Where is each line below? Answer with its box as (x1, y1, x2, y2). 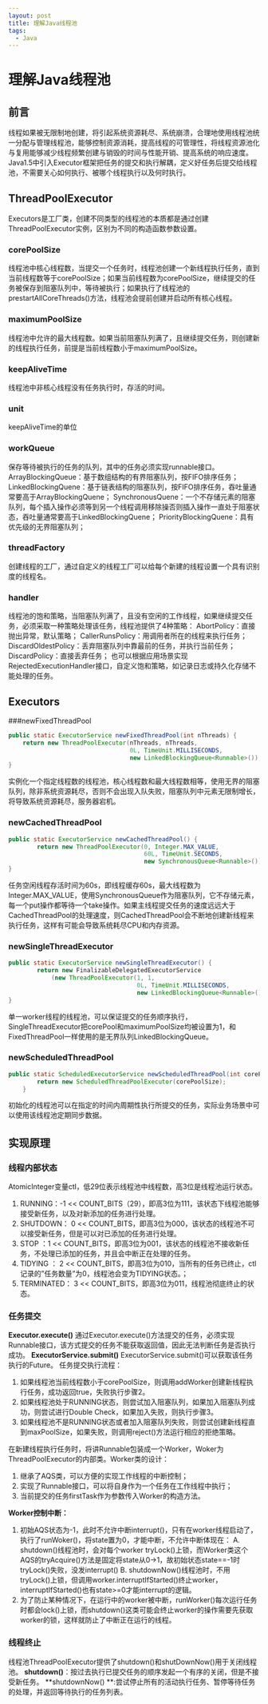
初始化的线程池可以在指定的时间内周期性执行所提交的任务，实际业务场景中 (8, 1100, 253, 1110)
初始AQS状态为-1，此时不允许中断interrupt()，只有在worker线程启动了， (19, 1525, 258, 1535)
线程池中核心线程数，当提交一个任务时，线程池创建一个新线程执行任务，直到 (8, 263, 260, 273)
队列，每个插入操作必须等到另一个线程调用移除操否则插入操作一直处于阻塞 (8, 501, 253, 512)
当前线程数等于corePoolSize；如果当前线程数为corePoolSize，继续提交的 (8, 273, 249, 283)
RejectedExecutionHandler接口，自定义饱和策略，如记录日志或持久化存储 (8, 661, 250, 671)
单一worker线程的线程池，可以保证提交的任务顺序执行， (8, 1012, 192, 1021)
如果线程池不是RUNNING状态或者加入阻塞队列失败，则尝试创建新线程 (19, 1417, 249, 1427)
